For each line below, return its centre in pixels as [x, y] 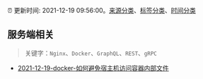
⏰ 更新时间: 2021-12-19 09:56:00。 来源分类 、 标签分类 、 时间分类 [102, 10]
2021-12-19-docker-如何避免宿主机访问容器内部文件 [93, 68]
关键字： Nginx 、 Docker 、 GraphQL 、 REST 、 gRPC [91, 53]
